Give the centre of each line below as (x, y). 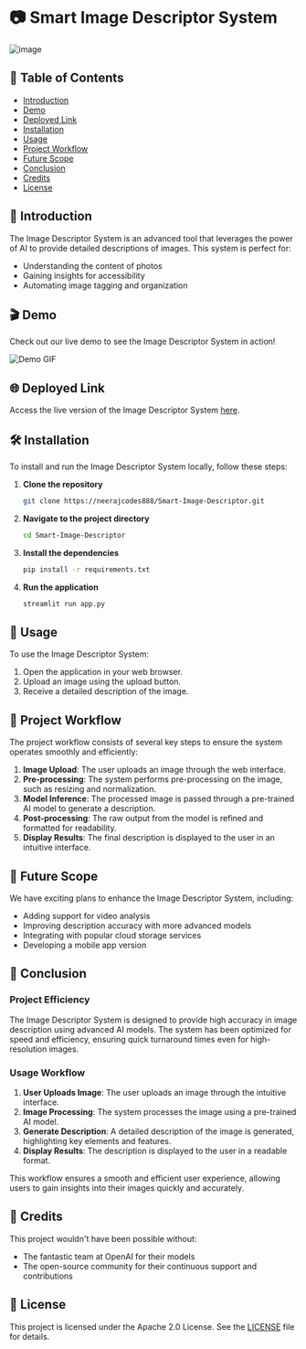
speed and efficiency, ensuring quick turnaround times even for (129, 1039)
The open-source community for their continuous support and (140, 1266)
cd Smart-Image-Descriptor (74, 535)
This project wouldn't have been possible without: (103, 1238)
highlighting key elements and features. (97, 1140)
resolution (28, 1049)
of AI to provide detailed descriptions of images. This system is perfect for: (150, 248)
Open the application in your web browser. (102, 672)
